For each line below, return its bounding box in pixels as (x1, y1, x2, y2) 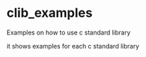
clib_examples (6, 5, 93, 21)
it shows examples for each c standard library (6, 42, 140, 50)
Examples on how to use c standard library (6, 28, 131, 37)
